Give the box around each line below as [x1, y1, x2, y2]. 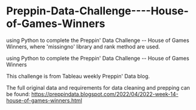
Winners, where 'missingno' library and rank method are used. [6, 43, 161, 50]
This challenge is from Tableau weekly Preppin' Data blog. [6, 72, 150, 80]
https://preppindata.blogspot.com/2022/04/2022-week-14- [31, 90, 179, 97]
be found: [6, 90, 30, 97]
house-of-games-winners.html [6, 97, 83, 104]
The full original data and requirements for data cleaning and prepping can [6, 84, 191, 91]
